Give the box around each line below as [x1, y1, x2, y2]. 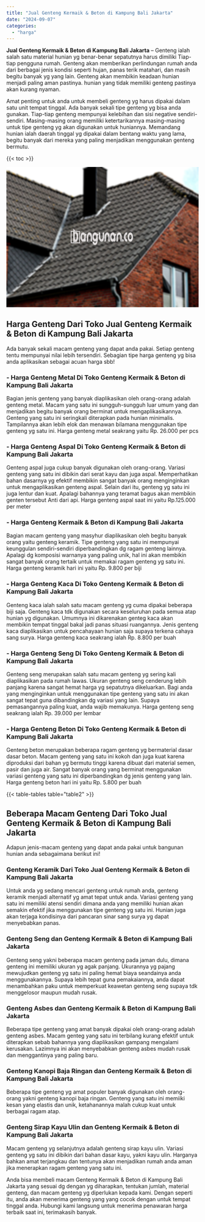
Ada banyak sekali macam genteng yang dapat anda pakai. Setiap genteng [6, 345, 195, 352]
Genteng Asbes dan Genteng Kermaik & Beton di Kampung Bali [6, 1004, 196, 1012]
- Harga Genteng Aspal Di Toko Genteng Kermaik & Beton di [6, 442, 186, 451]
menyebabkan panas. [6, 919, 61, 927]
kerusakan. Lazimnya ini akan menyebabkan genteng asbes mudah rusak [6, 1045, 191, 1053]
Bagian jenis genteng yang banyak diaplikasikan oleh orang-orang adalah [6, 394, 191, 402]
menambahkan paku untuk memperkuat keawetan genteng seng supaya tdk [6, 982, 198, 990]
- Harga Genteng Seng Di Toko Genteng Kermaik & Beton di [6, 649, 184, 657]
